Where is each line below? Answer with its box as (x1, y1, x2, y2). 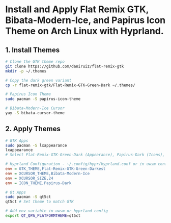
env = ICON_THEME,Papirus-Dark (5, 180, 72, 186)
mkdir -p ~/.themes (5, 68, 47, 73)
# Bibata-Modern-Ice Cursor (5, 106, 65, 111)
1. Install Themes (5, 45, 60, 54)
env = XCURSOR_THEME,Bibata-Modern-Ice (5, 171, 90, 176)
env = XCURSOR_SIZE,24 (5, 176, 53, 181)
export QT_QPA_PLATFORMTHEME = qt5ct (5, 213, 81, 218)
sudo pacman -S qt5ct (5, 194, 51, 200)
